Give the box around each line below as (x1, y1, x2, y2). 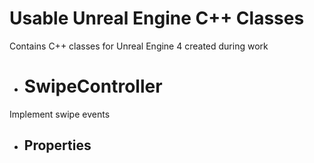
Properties (23, 137, 92, 154)
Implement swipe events (9, 108, 111, 120)
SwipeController (23, 75, 163, 98)
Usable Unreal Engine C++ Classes (9, 7, 305, 30)
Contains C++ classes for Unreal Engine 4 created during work (9, 40, 269, 52)
